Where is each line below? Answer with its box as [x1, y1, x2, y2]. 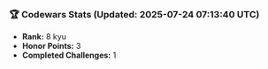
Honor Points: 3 [21, 41, 81, 52]
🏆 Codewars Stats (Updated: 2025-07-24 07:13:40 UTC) [9, 8, 260, 20]
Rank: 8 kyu [21, 31, 66, 42]
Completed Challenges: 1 [21, 50, 117, 60]
